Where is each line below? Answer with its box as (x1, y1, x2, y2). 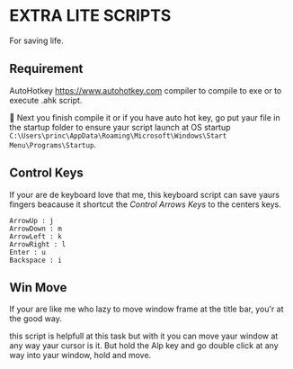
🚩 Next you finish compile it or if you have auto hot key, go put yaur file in (9, 112, 280, 122)
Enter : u (9, 247, 47, 256)
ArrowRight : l (9, 239, 67, 248)
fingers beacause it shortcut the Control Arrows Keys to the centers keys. (9, 199, 281, 210)
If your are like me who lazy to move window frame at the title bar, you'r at (9, 303, 285, 315)
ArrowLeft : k (9, 231, 63, 241)
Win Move (9, 280, 67, 295)
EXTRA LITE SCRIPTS (9, 5, 172, 26)
